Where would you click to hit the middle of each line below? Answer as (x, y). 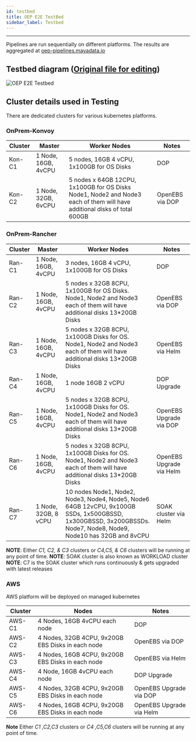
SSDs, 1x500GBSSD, (94, 514)
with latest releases (29, 569)
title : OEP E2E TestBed (35, 17)
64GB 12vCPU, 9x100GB (100, 506)
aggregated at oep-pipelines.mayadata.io (56, 51)
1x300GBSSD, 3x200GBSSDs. (107, 521)
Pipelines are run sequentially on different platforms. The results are (87, 44)
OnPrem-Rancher (32, 234)
